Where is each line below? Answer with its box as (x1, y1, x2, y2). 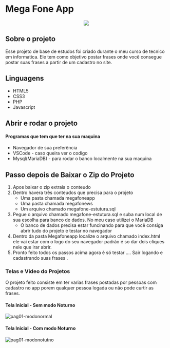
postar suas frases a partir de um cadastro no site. (5, 59, 112, 65)
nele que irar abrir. (12, 244, 52, 250)
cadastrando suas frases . (12, 255, 68, 261)
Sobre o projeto (5, 34, 55, 44)
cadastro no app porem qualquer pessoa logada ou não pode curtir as (5, 285, 154, 291)
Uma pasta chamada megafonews (20, 200, 93, 206)
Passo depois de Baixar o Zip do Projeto (5, 170, 135, 179)
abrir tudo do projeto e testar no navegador (20, 227, 112, 234)
